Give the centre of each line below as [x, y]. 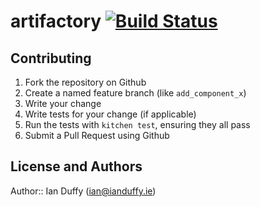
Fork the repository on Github [85, 82]
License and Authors [76, 166]
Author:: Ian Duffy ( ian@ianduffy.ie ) [83, 191]
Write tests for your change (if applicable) [110, 114]
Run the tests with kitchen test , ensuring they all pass [137, 124]
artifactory [56, 21]
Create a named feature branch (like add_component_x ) [135, 93]
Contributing [51, 58]
